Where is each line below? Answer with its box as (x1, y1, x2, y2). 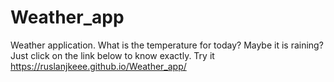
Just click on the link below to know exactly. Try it (10, 49, 215, 61)
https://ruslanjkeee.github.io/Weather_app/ (10, 60, 187, 72)
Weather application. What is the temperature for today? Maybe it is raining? (10, 39, 324, 51)
